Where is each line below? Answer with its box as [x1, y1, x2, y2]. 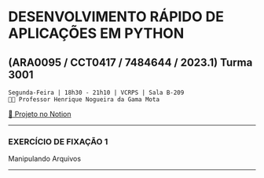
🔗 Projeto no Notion [8, 110, 72, 118]
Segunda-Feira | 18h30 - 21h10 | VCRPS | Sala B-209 [8, 89, 185, 96]
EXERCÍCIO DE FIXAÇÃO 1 [8, 136, 108, 147]
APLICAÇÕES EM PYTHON [8, 24, 185, 42]
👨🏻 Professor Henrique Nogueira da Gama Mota [8, 96, 159, 104]
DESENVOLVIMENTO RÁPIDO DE [8, 8, 225, 26]
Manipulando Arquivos [8, 154, 81, 164]
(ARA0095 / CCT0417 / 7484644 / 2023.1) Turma [8, 56, 253, 69]
